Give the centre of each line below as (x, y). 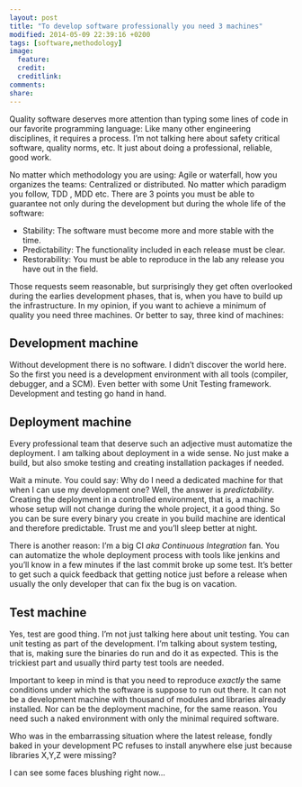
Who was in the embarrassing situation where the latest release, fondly (141, 736)
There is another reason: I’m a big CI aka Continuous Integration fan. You (145, 545)
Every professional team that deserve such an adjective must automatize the (151, 444)
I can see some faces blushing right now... (88, 773)
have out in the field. (60, 269)
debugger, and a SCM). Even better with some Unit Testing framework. (141, 384)
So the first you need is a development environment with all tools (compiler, (149, 374)
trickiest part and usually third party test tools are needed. (117, 663)
